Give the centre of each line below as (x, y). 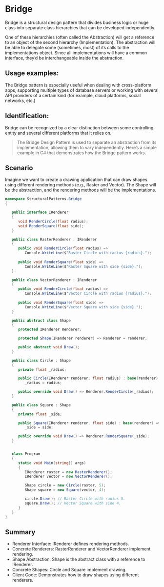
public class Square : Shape (41, 405)
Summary (20, 532)
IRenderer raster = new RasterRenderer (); (68, 472)
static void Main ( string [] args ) (52, 463)
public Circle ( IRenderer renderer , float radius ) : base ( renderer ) (88, 378)
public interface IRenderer (40, 213)
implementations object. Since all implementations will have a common (76, 53)
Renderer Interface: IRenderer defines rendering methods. (71, 544)
